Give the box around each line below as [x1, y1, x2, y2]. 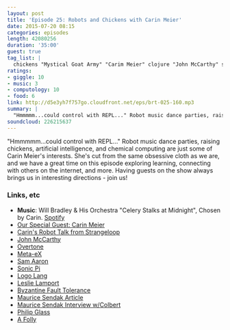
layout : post [7, 10, 44, 17]
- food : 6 [7, 93, 36, 100]
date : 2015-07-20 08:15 [7, 23, 75, 29]
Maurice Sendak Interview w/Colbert [16, 301, 121, 309]
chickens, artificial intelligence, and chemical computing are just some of [7, 144, 213, 153]
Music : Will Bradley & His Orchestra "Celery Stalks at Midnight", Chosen [16, 206, 221, 214]
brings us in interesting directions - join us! [7, 173, 128, 181]
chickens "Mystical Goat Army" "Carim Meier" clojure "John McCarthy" [13, 61, 219, 68]
